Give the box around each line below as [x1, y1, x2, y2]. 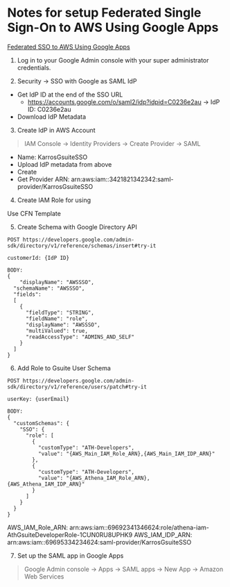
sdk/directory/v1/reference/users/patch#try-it [7, 383, 148, 390]
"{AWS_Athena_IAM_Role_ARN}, [66, 474, 150, 481]
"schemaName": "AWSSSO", [13, 285, 85, 292]
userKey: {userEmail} [7, 395, 70, 402]
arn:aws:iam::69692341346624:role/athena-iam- [69, 523, 209, 531]
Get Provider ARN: [17, 175, 70, 183]
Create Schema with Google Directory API [17, 222, 137, 231]
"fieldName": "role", [25, 315, 89, 322]
